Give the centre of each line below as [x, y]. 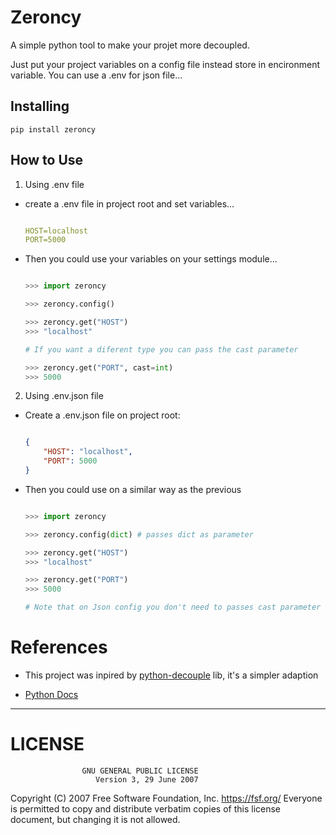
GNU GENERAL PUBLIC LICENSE [140, 771]
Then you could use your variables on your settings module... [151, 259]
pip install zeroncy [53, 129]
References [59, 647]
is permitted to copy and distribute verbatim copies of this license [146, 808]
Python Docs [51, 694]
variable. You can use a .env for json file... [96, 75]
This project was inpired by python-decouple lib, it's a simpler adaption [171, 675]
